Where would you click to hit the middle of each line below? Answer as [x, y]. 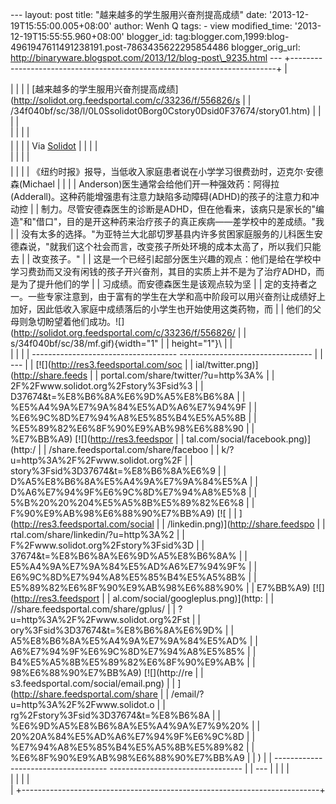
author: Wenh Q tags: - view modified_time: [203, 26]
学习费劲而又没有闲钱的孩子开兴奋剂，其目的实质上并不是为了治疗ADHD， [163, 271]
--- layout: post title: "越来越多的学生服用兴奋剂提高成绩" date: [139, 14]
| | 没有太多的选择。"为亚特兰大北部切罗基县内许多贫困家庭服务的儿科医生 [162, 234]
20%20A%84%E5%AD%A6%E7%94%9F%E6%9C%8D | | [133, 736]
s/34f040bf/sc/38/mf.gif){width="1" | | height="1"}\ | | [121, 343]
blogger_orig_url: [266, 47]
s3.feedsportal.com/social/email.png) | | [93, 683]
